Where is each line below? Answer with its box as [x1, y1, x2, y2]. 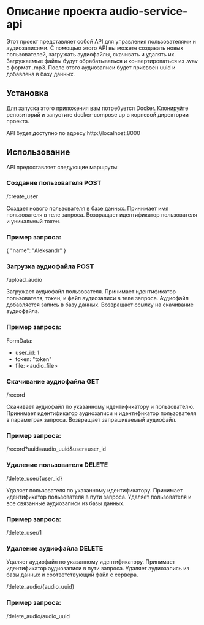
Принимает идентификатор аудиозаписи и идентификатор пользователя [6, 410, 197, 417]
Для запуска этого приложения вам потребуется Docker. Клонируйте [6, 104, 189, 112]
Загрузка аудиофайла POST [6, 262, 94, 271]
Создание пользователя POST [6, 179, 102, 187]
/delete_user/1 [6, 529, 42, 536]
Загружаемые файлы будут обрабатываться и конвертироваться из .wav [6, 57, 198, 64]
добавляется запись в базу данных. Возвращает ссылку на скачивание [6, 301, 194, 308]
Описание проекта [6, 4, 107, 18]
